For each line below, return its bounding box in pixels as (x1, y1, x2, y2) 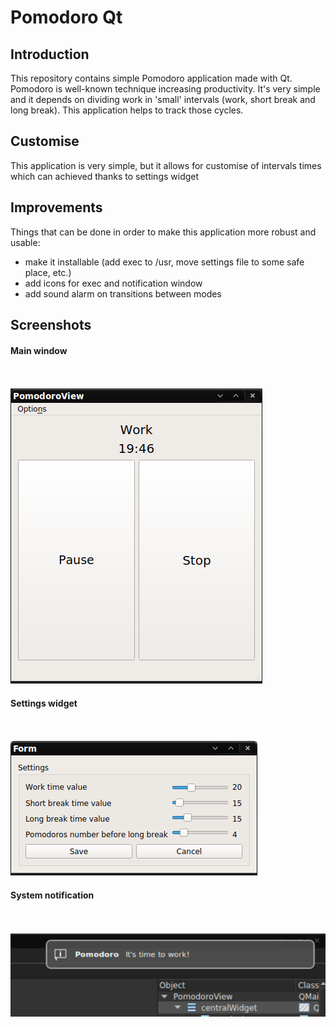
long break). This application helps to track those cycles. (10, 104, 244, 116)
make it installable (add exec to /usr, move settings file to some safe (24, 256, 305, 268)
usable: (10, 236, 41, 248)
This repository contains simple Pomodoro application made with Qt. (10, 72, 293, 84)
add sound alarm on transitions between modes (24, 287, 222, 300)
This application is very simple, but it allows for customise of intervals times (10, 159, 322, 171)
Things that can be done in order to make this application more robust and (10, 226, 317, 238)
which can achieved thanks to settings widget (10, 170, 200, 182)
